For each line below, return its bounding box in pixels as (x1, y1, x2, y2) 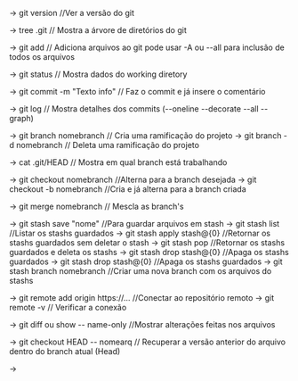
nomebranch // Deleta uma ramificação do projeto (16, 140, 200, 150)
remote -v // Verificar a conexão (9, 302, 127, 312)
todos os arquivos (9, 52, 76, 62)
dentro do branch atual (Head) (9, 346, 121, 356)
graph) (9, 113, 34, 123)
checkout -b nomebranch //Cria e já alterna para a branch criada (9, 184, 246, 195)
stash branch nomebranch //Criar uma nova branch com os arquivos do (9, 266, 272, 276)
